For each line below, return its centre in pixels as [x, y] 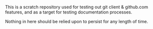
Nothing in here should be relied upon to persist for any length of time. [76, 22]
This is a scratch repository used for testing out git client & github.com [77, 7]
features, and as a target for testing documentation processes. [69, 12]
